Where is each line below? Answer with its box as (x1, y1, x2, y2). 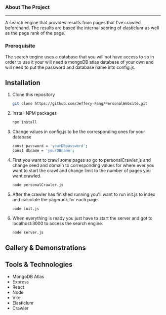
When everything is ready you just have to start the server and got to (12, 215, 153, 221)
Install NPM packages (12, 110, 57, 116)
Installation (5, 78, 41, 87)
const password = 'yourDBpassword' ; (12, 143, 88, 149)
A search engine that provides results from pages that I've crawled (5, 20, 141, 26)
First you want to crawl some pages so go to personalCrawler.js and (12, 157, 151, 163)
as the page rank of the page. (5, 30, 66, 36)
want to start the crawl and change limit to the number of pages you (12, 167, 151, 174)
